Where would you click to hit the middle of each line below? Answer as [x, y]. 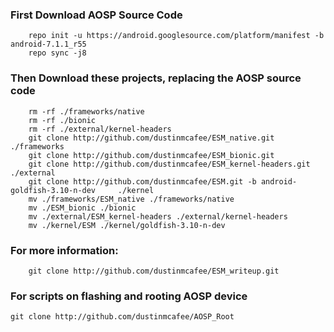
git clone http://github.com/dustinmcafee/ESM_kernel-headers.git [169, 164]
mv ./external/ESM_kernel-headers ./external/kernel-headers [158, 216]
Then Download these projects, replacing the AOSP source [156, 78]
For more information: [64, 250]
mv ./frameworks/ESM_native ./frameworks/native [131, 199]
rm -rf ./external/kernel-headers [100, 129]
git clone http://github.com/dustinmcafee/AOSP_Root [122, 317]
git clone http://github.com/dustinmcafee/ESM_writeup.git [154, 271]
